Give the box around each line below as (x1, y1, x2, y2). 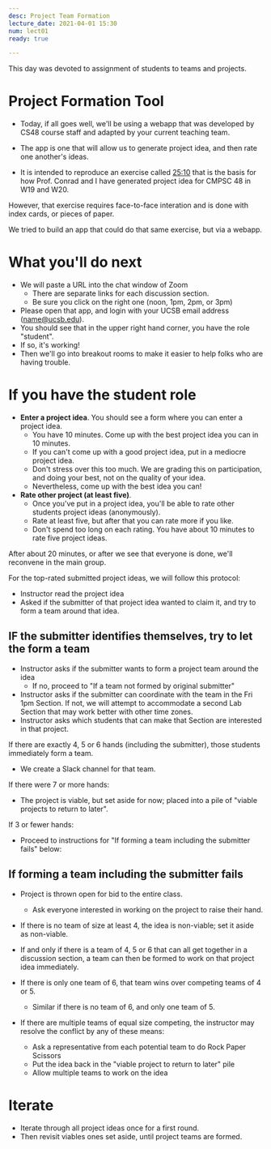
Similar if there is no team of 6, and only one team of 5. (32, 1002, 216, 1011)
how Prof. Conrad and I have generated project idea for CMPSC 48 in (19, 176, 252, 186)
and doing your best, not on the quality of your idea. (32, 473, 206, 483)
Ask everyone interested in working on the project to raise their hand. (32, 904, 264, 914)
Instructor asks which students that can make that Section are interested (19, 715, 263, 725)
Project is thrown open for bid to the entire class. (19, 889, 184, 899)
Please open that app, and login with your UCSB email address (19, 305, 229, 316)
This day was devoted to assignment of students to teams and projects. (8, 64, 247, 74)
